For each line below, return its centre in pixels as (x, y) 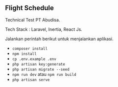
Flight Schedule (29, 8)
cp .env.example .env (34, 59)
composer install (30, 48)
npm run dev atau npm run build (44, 74)
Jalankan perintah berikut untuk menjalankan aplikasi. (59, 39)
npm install (24, 54)
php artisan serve (31, 80)
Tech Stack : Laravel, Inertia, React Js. (44, 29)
